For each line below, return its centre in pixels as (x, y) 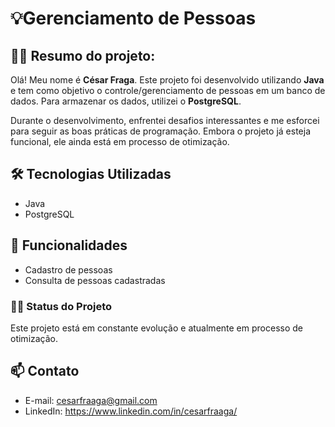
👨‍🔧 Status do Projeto (61, 306)
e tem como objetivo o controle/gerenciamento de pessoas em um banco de (168, 90)
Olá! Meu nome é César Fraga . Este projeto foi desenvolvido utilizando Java (167, 80)
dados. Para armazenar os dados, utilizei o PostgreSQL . (126, 101)
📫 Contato (45, 371)
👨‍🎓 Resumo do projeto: (83, 55)
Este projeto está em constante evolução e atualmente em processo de (156, 328)
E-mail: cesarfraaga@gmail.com (91, 400)
